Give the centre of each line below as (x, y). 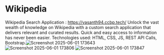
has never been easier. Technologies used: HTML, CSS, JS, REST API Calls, (81, 38)
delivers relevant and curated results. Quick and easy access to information (81, 32)
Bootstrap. (16, 42)
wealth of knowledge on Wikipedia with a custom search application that (78, 27)
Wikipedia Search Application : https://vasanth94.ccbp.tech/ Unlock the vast (82, 22)
